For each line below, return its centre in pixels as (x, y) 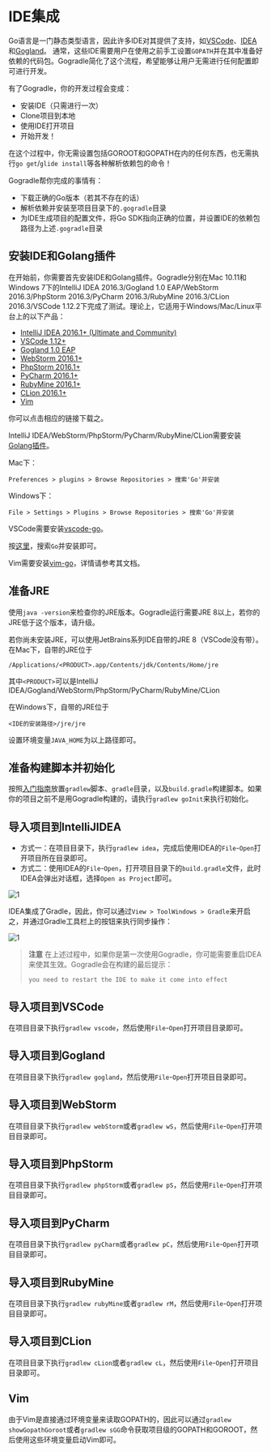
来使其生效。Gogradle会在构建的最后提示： (100, 965)
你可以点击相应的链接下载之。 (58, 418)
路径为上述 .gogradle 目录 (61, 228)
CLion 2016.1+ (43, 392)
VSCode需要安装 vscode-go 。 (58, 529)
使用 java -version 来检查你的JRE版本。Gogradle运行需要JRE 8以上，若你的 (134, 612)
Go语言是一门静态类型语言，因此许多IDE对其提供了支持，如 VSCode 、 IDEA (133, 41)
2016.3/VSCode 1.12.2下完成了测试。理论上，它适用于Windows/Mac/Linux (131, 306)
